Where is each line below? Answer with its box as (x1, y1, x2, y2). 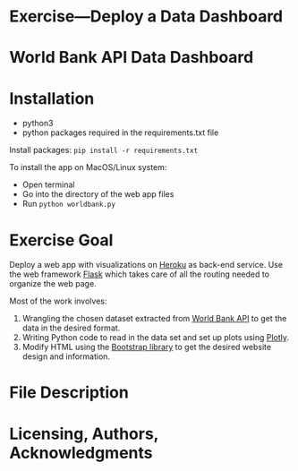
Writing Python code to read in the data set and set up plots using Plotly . (21, 332, 289, 343)
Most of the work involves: (9, 295, 107, 306)
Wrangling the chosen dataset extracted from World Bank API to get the (21, 313, 287, 324)
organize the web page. (9, 278, 97, 289)
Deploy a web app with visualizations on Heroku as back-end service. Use (9, 260, 284, 270)
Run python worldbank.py (21, 199, 116, 210)
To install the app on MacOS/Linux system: (9, 162, 167, 173)
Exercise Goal (9, 230, 114, 250)
